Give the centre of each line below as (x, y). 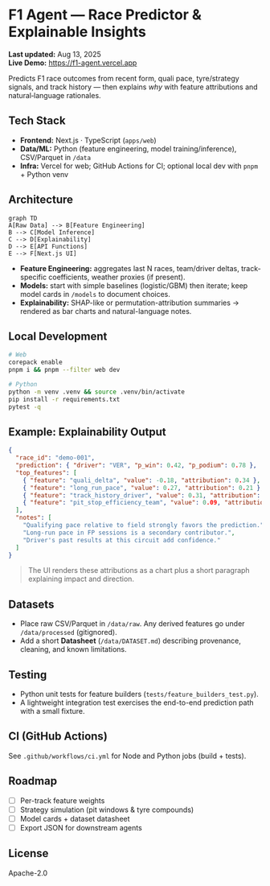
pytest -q (25, 407)
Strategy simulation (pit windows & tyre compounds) (107, 810)
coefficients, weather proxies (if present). (117, 277)
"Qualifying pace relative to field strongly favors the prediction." (143, 525)
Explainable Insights (77, 32)
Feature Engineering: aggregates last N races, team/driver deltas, (129, 268)
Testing (28, 675)
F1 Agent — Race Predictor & (105, 15)
